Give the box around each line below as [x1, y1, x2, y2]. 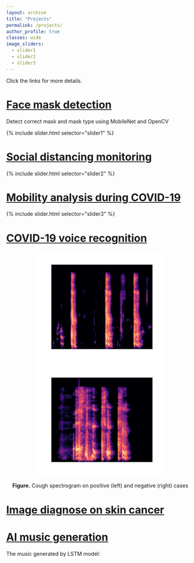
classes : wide [6, 35, 42, 41]
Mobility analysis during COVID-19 [6, 191, 181, 204]
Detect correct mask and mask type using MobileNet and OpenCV [6, 117, 169, 125]
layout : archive [6, 10, 47, 16]
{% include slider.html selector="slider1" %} [6, 129, 115, 137]
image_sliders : [6, 41, 44, 47]
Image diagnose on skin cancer [6, 503, 165, 516]
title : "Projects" [6, 16, 52, 22]
